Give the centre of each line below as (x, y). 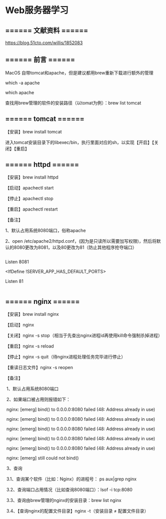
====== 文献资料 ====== (47, 30)
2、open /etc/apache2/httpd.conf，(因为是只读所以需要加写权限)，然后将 (81, 241)
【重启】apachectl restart (31, 209)
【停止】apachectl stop (29, 199)
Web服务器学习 (37, 10)
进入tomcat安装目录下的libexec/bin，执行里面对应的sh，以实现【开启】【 (80, 142)
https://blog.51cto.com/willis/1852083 (44, 43)
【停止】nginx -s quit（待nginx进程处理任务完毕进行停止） (65, 357)
